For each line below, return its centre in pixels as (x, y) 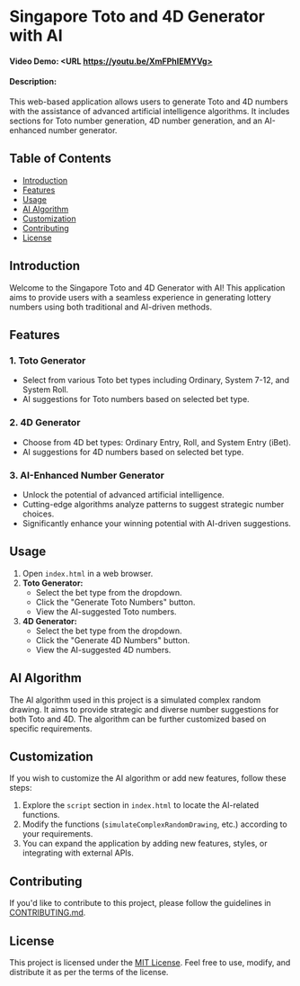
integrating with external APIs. (78, 853)
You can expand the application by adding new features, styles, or (145, 844)
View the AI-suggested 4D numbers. (103, 650)
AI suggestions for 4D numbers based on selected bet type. (133, 452)
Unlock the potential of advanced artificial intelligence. (123, 494)
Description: (33, 82)
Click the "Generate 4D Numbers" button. (113, 640)
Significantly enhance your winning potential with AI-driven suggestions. (157, 523)
